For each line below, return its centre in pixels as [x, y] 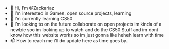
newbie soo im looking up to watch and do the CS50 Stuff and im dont [84, 30]
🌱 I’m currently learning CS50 [41, 19]
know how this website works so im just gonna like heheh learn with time [87, 35]
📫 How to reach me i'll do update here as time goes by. [69, 41]
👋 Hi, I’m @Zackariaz [32, 8]
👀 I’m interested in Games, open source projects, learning [71, 13]
